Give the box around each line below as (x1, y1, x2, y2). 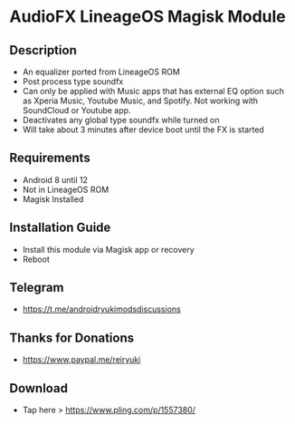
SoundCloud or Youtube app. (22, 105, 131, 115)
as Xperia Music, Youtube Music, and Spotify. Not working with (22, 95, 258, 106)
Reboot (22, 254, 50, 265)
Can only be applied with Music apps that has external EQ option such (22, 86, 285, 96)
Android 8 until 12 (22, 174, 89, 185)
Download (9, 381, 68, 396)
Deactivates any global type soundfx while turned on (22, 115, 220, 125)
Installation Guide (9, 220, 111, 236)
